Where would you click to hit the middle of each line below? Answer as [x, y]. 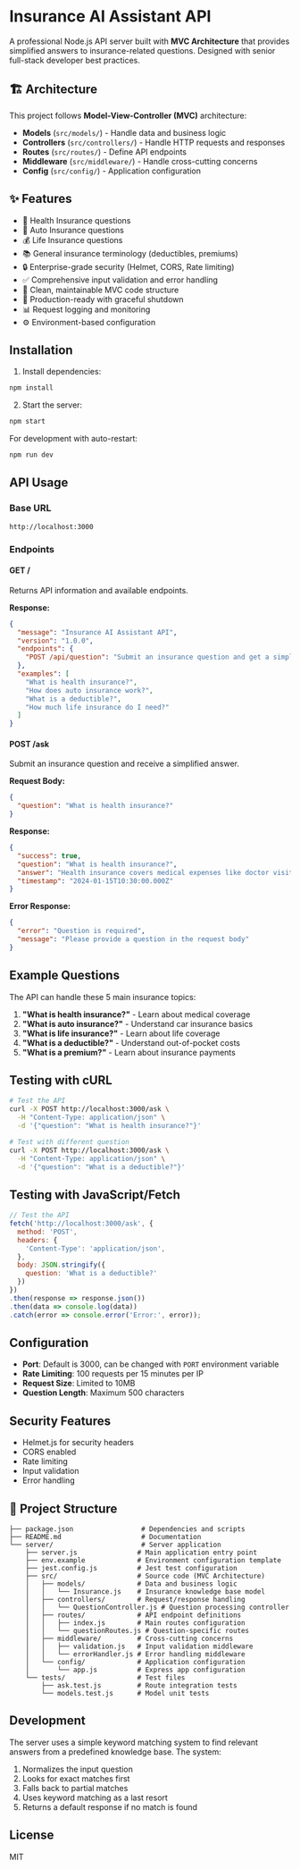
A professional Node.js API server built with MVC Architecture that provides [150, 41]
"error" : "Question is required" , [81, 931]
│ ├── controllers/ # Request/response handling [135, 1600]
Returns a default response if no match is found [110, 1806]
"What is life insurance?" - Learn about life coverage [121, 1033]
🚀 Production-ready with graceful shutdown [103, 299]
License [32, 1835]
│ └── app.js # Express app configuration [135, 1670]
